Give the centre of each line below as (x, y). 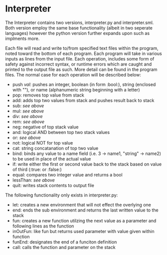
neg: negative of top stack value (45, 127)
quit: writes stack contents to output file (53, 185)
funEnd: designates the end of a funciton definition (65, 242)
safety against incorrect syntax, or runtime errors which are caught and (79, 64)
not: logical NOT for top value (43, 142)
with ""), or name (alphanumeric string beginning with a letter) (76, 89)
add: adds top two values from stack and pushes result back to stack (83, 100)
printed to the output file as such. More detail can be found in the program (82, 69)
